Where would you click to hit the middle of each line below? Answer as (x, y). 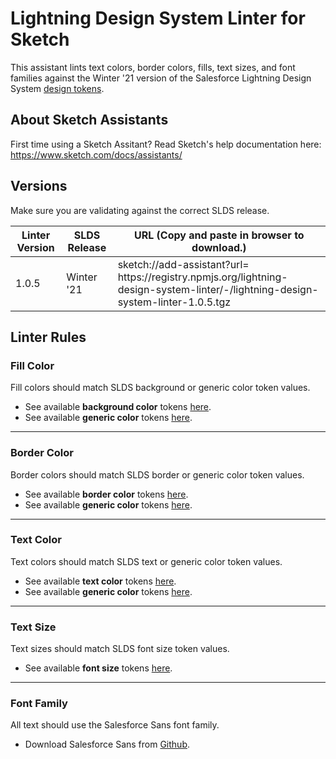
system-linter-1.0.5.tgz (174, 302)
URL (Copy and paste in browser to (219, 235)
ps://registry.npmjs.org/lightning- (208, 277)
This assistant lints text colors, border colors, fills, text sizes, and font (153, 67)
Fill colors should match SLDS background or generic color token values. (160, 388)
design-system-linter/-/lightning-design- (218, 289)
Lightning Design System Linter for (158, 18)
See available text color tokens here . (100, 581)
